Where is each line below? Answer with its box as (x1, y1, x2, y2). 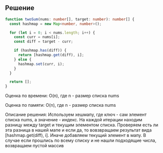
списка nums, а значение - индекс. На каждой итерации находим (5, 117, 143, 123)
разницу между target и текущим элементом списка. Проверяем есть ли (5, 122, 158, 128)
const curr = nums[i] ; (14, 35, 60, 39)
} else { (14, 57, 32, 62)
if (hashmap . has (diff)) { (14, 48, 67, 53)
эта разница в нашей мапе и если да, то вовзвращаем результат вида (5, 127, 152, 133)
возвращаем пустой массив (5, 143, 64, 149)
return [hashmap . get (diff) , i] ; (18, 53, 84, 57)
